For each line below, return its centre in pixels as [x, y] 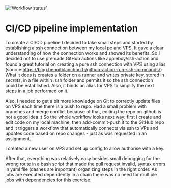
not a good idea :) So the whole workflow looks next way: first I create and [83, 117]
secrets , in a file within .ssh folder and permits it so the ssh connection [79, 80]
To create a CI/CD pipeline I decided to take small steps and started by [79, 42]
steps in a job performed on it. [37, 91]
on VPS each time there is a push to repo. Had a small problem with [76, 106]
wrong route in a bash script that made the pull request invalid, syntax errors [85, 164]
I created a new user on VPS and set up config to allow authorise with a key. [85, 148]
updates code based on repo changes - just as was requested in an [76, 133]
